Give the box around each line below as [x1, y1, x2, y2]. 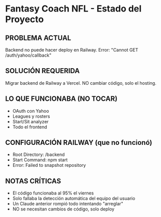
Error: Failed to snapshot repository [12, 162, 87, 168]
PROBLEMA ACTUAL [5, 34, 71, 42]
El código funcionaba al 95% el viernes [12, 190, 94, 196]
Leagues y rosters [12, 113, 50, 119]
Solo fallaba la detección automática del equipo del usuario [12, 195, 135, 201]
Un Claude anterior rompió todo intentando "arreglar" [12, 201, 123, 207]
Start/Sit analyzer [12, 118, 49, 124]
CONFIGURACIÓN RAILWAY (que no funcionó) [5, 138, 152, 147]
